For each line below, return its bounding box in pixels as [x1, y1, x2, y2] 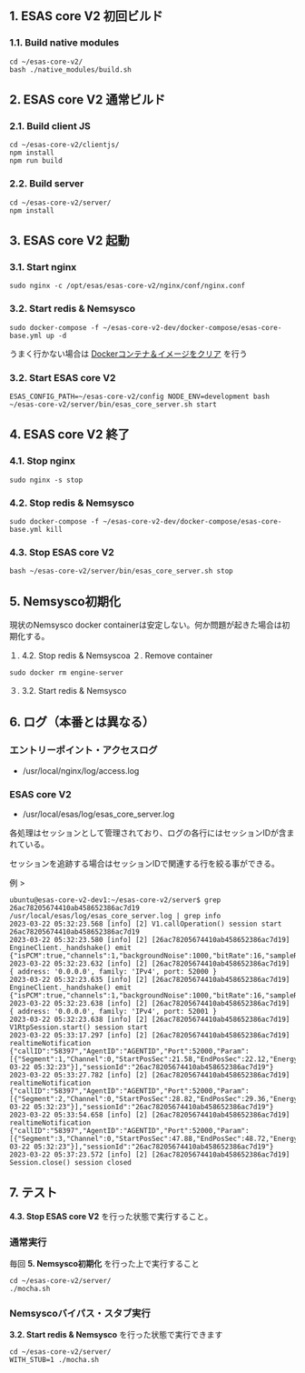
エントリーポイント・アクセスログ [9, 744, 158, 757]
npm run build [9, 156, 64, 165]
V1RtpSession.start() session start [9, 1023, 148, 1032]
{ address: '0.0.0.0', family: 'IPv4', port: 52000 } [9, 967, 218, 977]
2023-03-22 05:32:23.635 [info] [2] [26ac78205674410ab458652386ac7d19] [9, 976, 290, 985]
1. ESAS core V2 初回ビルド [9, 8, 163, 25]
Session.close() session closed [9, 1158, 132, 1168]
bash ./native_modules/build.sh [9, 65, 132, 75]
